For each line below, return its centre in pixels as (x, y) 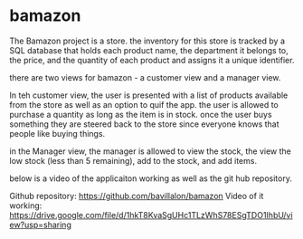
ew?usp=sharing (41, 225)
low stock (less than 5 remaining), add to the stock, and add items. (133, 160)
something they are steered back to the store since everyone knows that (144, 124)
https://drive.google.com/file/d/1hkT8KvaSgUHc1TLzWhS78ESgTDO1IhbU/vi (151, 215)
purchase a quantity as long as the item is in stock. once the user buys (141, 114)
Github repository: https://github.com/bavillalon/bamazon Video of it (137, 196)
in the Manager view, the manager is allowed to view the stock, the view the (150, 151)
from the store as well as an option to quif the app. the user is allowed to (144, 104)
